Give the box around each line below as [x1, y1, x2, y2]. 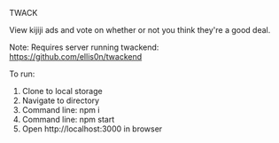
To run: [9, 68, 35, 79]
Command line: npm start [21, 115, 115, 124]
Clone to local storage [21, 86, 104, 96]
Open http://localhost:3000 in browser [21, 123, 163, 134]
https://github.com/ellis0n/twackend [9, 52, 143, 61]
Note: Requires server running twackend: [9, 42, 159, 52]
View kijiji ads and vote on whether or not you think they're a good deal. [9, 25, 271, 35]
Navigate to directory [21, 95, 100, 106]
